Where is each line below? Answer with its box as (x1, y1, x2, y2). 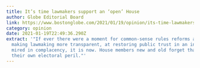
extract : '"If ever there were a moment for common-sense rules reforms (6, 36, 190, 42)
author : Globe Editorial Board (6, 14, 84, 20)
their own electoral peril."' (11, 53, 86, 59)
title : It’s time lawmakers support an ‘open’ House (6, 8, 140, 15)
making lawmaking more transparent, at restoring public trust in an (11, 42, 187, 48)
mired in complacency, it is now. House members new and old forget (11, 47, 185, 53)
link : (6, 20, 20, 25)
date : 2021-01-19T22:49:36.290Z (6, 31, 86, 37)
